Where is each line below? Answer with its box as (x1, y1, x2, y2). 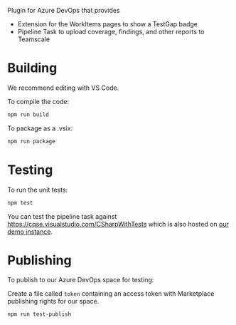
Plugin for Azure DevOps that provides (7, 6, 120, 14)
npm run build (7, 110, 50, 118)
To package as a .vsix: (7, 124, 73, 133)
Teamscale (17, 35, 50, 43)
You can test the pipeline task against (7, 212, 117, 220)
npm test (7, 199, 33, 206)
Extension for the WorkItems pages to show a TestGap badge (17, 20, 198, 28)
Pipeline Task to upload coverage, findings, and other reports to (17, 28, 205, 36)
